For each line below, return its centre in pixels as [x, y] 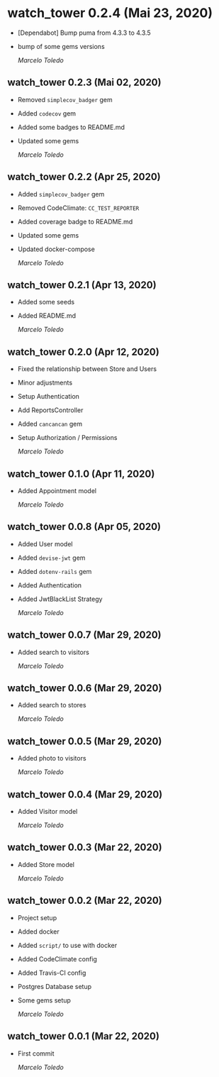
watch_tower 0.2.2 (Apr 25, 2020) [84, 177]
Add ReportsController [50, 410]
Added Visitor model [47, 812]
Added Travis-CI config [52, 973]
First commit [36, 1053]
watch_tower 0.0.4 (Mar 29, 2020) [85, 794]
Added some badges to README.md [71, 127]
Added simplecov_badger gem [61, 194]
